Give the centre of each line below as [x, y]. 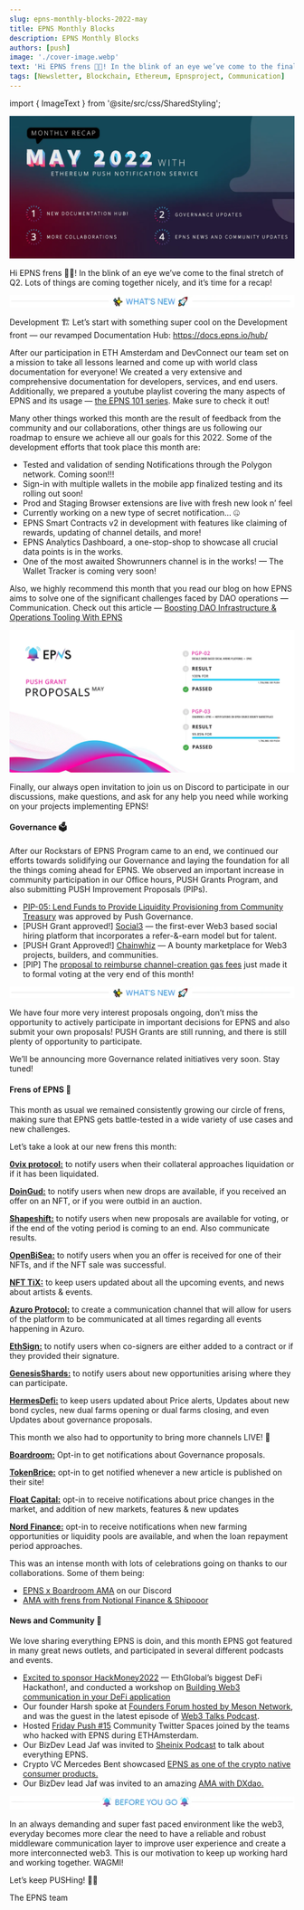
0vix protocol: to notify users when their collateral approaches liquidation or [152, 1164]
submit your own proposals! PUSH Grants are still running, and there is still [148, 1032]
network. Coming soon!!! [68, 474]
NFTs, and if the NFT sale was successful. [88, 1264]
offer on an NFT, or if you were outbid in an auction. [106, 1201]
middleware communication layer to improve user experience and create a [148, 1843]
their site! [27, 1482]
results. [24, 1237]
